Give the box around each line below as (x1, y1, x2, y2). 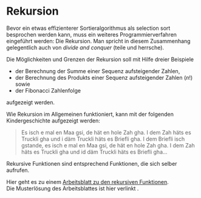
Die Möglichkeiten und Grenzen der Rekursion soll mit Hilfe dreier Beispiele (6, 55, 194, 63)
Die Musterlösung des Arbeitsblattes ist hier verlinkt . (6, 185, 139, 192)
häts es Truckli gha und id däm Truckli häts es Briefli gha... (21, 148, 168, 155)
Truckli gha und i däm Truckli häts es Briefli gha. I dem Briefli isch (21, 135, 185, 143)
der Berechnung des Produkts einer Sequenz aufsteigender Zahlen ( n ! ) (15, 74, 193, 81)
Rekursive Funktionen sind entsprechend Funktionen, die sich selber (6, 160, 177, 167)
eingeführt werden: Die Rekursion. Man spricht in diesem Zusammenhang (6, 37, 191, 44)
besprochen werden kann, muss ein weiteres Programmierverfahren (6, 30, 177, 38)
